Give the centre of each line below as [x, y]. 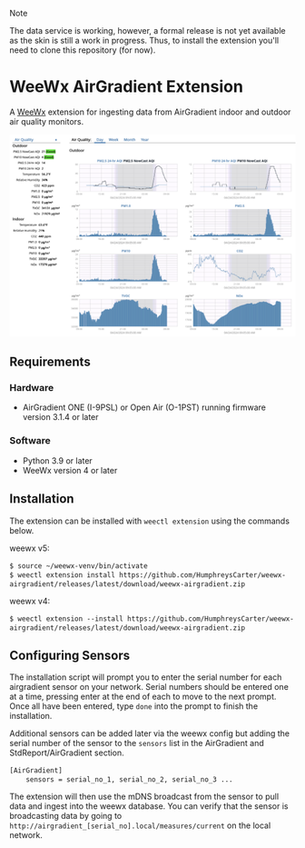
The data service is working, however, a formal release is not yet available [148, 30]
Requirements [50, 362]
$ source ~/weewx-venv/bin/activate [79, 566]
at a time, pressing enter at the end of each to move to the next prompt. [143, 697]
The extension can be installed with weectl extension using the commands [150, 521]
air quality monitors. [47, 121]
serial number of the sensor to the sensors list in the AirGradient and [137, 743]
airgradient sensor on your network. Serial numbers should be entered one [149, 687]
